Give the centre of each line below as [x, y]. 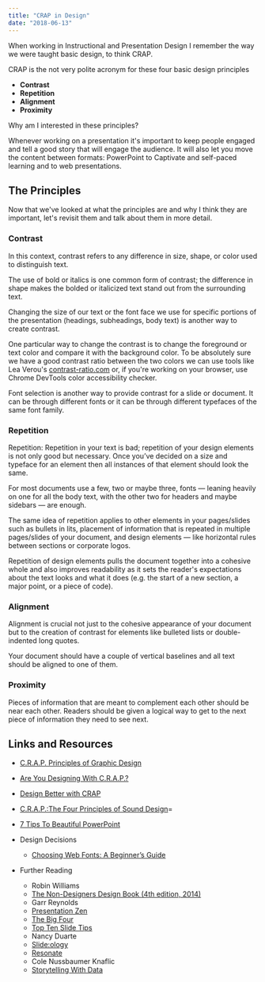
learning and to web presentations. [65, 166]
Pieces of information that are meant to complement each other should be [129, 702]
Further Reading [46, 870]
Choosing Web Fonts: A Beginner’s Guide [98, 855]
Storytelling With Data [67, 970]
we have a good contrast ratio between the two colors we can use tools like [131, 360]
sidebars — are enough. [47, 504]
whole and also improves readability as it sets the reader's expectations [125, 569]
